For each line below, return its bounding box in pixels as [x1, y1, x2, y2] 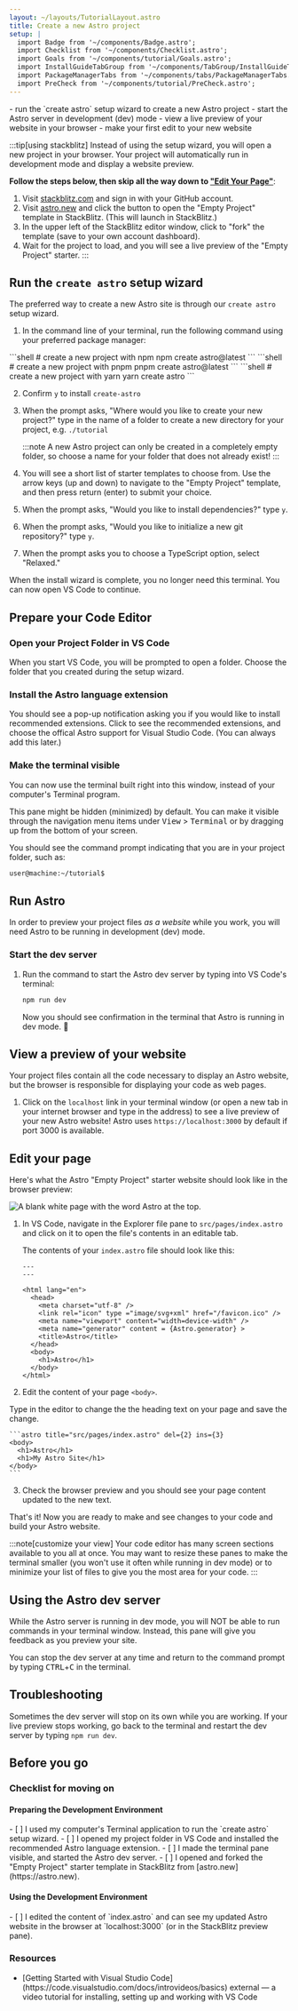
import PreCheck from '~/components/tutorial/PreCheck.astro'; [17, 79, 255, 88]
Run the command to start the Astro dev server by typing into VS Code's [21, 969, 287, 979]
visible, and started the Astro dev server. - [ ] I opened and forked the [9, 1852, 263, 1863]
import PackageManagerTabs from [17, 71, 137, 80]
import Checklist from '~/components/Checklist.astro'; [17, 46, 228, 55]
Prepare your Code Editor [9, 610, 153, 625]
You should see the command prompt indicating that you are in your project [9, 842, 286, 853]
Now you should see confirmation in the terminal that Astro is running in [21, 1011, 286, 1022]
